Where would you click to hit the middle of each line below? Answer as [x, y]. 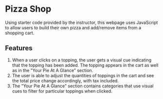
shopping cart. [20, 33]
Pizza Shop [28, 9]
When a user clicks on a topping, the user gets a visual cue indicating [82, 60]
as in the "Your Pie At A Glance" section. [53, 70]
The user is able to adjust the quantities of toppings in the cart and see [83, 75]
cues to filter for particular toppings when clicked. [62, 91]
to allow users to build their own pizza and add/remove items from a [73, 27]
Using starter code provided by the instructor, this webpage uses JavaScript [81, 22]
